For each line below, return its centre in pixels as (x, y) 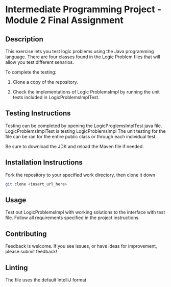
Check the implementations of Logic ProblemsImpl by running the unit (86, 92)
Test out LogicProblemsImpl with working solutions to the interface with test (85, 212)
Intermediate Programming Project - (83, 9)
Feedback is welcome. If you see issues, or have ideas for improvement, (81, 246)
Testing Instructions (38, 113)
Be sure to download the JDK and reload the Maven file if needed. (75, 146)
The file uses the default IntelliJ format (46, 280)
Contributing (26, 234)
